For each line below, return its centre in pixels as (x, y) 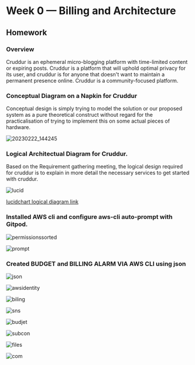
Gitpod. (17, 224)
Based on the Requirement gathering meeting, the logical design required (95, 167)
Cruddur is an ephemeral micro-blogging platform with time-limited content (97, 62)
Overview (20, 49)
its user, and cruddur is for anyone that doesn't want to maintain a (85, 74)
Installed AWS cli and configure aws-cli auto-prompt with (89, 217)
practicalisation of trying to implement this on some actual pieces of (88, 121)
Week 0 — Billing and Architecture (91, 11)
